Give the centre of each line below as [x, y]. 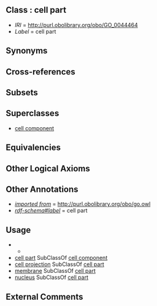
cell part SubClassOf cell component [61, 258]
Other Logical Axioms [48, 168]
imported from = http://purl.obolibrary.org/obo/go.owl [82, 204]
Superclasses [33, 113]
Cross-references [41, 72]
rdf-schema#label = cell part [51, 211]
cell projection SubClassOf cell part [59, 264]
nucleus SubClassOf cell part [51, 277]
